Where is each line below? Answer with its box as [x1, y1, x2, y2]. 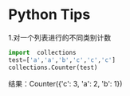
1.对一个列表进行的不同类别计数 [8, 33, 112, 42]
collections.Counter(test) [8, 63, 98, 71]
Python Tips [8, 6, 91, 24]
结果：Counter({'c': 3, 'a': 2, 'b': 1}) [8, 79, 123, 88]
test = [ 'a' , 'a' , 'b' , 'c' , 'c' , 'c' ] [8, 56, 116, 64]
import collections [8, 48, 77, 56]
